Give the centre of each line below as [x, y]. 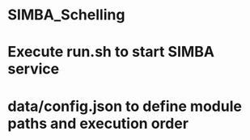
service [34, 69]
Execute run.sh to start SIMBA [111, 52]
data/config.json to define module [125, 106]
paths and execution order [98, 123]
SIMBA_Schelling [66, 15]
